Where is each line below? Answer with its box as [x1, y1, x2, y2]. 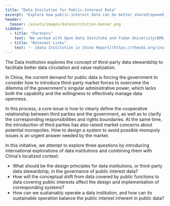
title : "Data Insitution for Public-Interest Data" [5, 7, 116, 13]
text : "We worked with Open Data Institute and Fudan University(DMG [14, 36, 164, 41]
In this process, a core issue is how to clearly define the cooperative [5, 105, 148, 111]
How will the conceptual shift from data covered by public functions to [12, 173, 159, 180]
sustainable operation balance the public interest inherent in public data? [12, 195, 164, 201]
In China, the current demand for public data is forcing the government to [5, 74, 158, 80]
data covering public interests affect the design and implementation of [12, 179, 159, 185]
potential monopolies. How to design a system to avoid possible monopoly [5, 127, 160, 133]
